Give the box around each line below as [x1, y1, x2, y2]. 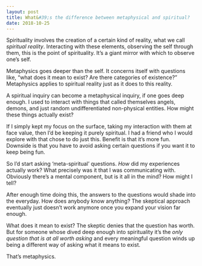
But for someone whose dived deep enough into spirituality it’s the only [6, 229, 183, 236]
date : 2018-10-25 [6, 20, 50, 26]
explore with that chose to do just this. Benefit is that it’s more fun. [6, 136, 171, 143]
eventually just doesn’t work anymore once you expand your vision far [6, 204, 181, 211]
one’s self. [6, 55, 31, 63]
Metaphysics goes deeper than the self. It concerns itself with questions [6, 68, 186, 75]
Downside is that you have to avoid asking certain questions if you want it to [6, 142, 195, 150]
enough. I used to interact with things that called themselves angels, [6, 98, 176, 106]
